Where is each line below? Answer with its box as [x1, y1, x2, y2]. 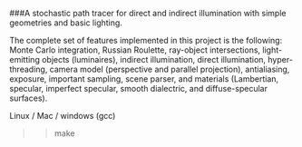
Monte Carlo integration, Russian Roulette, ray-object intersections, [9, 44, 261, 55]
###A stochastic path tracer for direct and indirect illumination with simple [9, 8, 287, 18]
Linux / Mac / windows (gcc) [9, 111, 116, 121]
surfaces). [9, 93, 48, 103]
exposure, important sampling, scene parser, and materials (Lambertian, [9, 73, 279, 84]
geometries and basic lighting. [9, 17, 122, 28]
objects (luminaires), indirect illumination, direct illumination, [42, 54, 266, 64]
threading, [9, 64, 48, 74]
